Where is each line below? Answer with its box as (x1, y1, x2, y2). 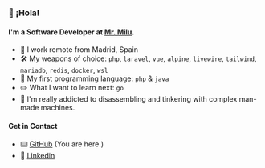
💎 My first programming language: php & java (19, 74, 169, 83)
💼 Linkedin (19, 151, 55, 161)
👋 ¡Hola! (8, 7, 40, 18)
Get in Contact (8, 121, 58, 130)
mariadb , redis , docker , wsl (19, 66, 108, 75)
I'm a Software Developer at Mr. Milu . (8, 27, 135, 37)
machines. (40, 103, 75, 113)
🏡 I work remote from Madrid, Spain (19, 45, 139, 54)
